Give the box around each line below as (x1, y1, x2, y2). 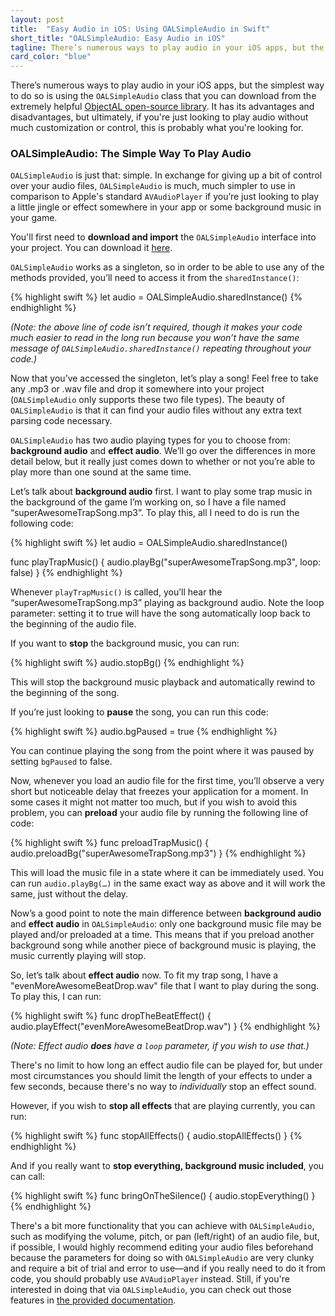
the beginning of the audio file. (10, 618, 137, 630)
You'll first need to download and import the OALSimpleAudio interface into (10, 231, 317, 243)
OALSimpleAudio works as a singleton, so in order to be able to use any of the (10, 261, 325, 273)
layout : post (10, 14, 65, 25)
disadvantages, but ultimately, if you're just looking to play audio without (10, 111, 309, 123)
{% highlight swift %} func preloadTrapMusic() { (10, 837, 210, 849)
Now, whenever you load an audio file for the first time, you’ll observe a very (10, 775, 325, 787)
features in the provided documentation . (10, 1294, 177, 1306)
